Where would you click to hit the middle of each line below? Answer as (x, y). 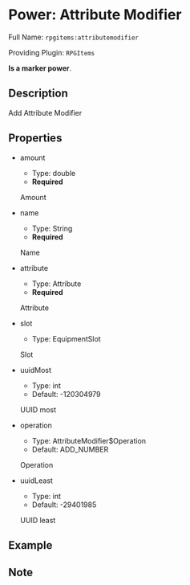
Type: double (54, 173)
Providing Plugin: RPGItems (52, 52)
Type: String (52, 228)
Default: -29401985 (64, 505)
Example (30, 545)
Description (38, 94)
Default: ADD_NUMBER (70, 449)
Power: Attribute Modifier (95, 15)
